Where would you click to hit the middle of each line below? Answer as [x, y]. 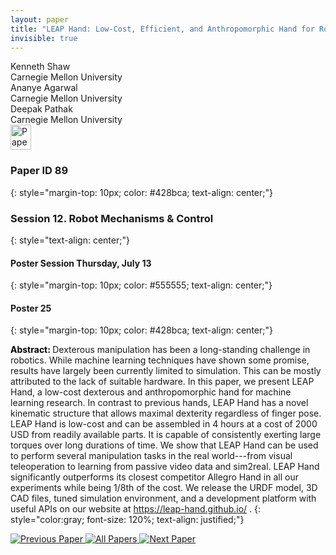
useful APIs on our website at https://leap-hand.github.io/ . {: [136, 509]
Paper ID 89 [39, 171]
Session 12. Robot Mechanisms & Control [112, 218]
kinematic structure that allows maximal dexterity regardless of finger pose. [166, 413]
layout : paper [40, 19]
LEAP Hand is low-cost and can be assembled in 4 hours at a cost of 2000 [164, 424]
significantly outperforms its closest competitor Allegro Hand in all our [154, 477]
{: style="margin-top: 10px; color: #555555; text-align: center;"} [141, 285]
